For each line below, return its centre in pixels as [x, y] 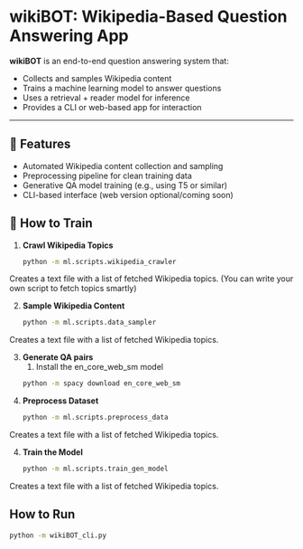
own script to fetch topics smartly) [73, 289]
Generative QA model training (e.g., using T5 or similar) [125, 185]
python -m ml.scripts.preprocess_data [95, 418]
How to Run [42, 514]
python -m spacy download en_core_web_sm [101, 383]
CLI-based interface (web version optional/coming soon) [128, 194]
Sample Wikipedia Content [73, 306]
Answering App [69, 36]
